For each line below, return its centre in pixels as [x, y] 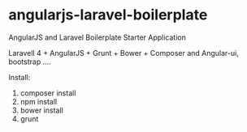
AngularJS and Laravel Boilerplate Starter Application [97, 37]
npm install [39, 101]
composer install [48, 93]
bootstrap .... [30, 62]
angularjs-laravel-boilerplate [108, 15]
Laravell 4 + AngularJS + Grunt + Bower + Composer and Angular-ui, [124, 53]
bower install [41, 110]
